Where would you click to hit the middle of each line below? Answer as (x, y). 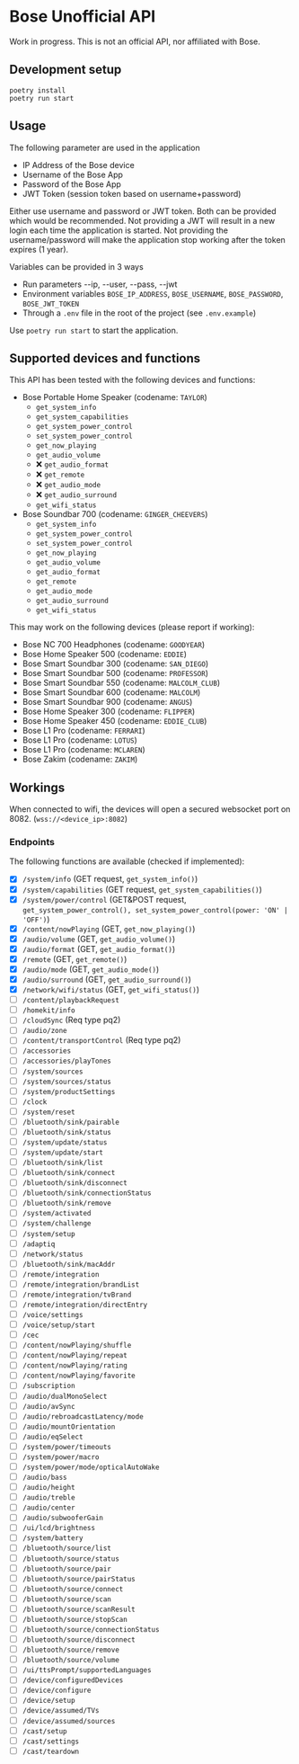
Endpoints (32, 842)
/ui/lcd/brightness (59, 1528)
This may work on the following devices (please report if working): (132, 628)
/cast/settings (51, 1742)
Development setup (66, 70)
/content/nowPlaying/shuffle (77, 1346)
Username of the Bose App (73, 174)
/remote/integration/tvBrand (77, 1295)
